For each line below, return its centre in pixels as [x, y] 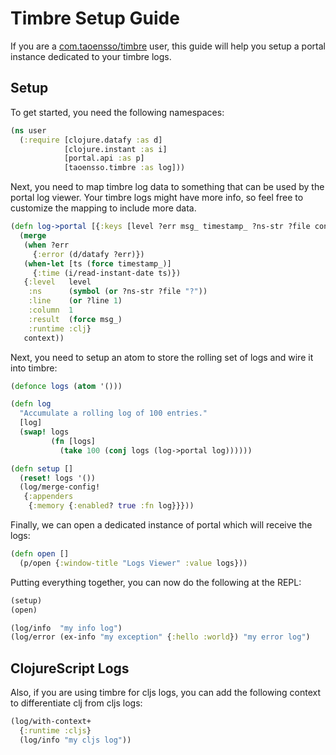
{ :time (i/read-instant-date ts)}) [107, 273]
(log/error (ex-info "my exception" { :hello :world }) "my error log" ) [160, 637]
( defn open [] [40, 554]
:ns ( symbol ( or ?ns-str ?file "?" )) [118, 292]
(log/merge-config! [60, 487]
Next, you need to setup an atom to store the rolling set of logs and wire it [162, 357]
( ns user [28, 130]
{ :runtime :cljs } [55, 730]
